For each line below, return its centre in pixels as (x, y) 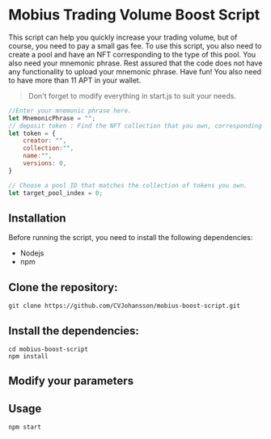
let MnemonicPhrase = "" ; (52, 118)
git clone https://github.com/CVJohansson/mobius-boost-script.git (125, 306)
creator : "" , (45, 141)
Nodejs (32, 253)
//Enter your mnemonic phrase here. (70, 111)
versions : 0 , (45, 163)
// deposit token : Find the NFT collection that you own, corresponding (135, 126)
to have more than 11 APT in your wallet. (75, 80)
